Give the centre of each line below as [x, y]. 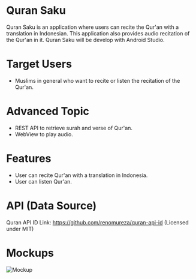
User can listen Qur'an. [43, 181]
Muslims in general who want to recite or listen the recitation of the [97, 80]
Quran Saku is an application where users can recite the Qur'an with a [92, 27]
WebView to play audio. [44, 134]
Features [29, 158]
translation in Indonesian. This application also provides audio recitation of [98, 33]
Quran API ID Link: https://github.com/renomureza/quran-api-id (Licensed [97, 222]
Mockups [30, 253]
